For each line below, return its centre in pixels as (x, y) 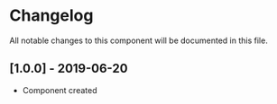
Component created (60, 90)
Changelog (51, 16)
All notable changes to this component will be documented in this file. (138, 40)
